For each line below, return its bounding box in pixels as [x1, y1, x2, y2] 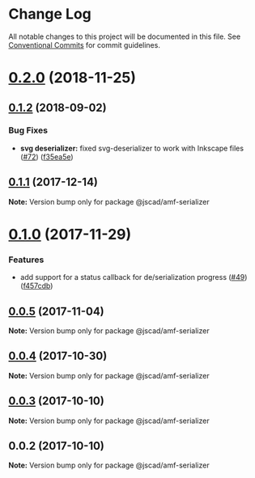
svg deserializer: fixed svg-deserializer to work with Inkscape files [19, 143, 244, 153]
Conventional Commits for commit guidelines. [8, 40, 160, 49]
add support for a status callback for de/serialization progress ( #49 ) [19, 273, 248, 282]
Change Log [8, 5, 91, 23]
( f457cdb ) [19, 281, 53, 291]
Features [8, 254, 45, 265]
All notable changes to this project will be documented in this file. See [8, 32, 241, 41]
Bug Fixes [8, 125, 49, 136]
